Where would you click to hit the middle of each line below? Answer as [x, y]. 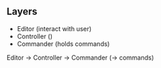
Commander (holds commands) [63, 44]
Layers [22, 12]
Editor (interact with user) [54, 28]
